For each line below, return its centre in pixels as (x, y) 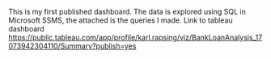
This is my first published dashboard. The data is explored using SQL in (127, 12)
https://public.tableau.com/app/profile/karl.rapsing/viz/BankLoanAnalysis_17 (135, 37)
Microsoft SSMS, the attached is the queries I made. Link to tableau (121, 20)
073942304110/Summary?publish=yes (72, 46)
